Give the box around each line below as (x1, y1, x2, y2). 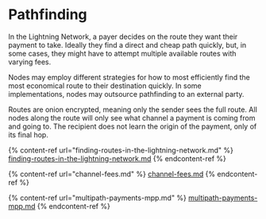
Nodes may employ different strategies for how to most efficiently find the (8, 72, 250, 82)
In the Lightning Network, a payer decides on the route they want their (8, 32, 238, 41)
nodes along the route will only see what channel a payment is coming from (8, 113, 256, 122)
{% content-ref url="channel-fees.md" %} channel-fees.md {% (8, 169, 216, 179)
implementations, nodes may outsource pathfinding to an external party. (8, 89, 245, 98)
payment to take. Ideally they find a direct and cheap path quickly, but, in (8, 40, 247, 49)
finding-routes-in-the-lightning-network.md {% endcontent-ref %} (8, 153, 226, 163)
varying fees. (8, 57, 52, 67)
